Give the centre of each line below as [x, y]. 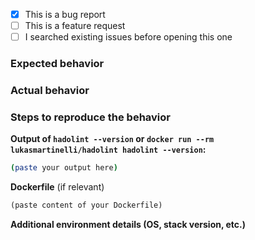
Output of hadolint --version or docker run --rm [112, 139]
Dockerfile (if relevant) [57, 187]
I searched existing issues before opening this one [128, 37]
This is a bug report [65, 14]
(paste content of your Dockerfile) [86, 205]
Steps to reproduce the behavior [90, 117]
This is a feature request [75, 26]
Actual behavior [50, 91]
